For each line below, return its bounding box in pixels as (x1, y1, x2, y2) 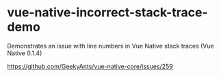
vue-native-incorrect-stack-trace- (7, 5, 208, 20)
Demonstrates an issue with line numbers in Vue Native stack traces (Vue (7, 42, 214, 50)
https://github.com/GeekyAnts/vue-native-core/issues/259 (7, 62, 173, 70)
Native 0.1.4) (7, 49, 42, 57)
